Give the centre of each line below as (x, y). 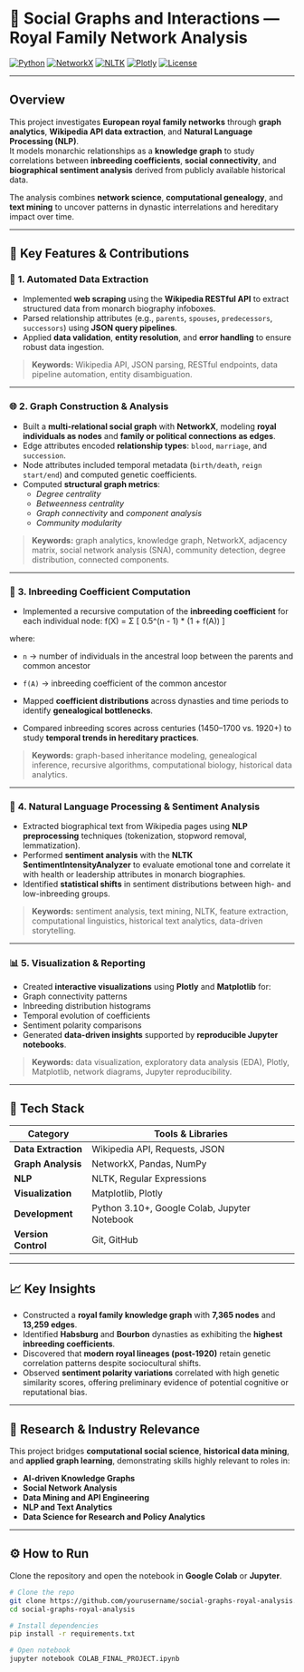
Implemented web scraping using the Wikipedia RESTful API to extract (156, 299)
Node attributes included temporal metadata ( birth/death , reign (142, 464)
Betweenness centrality (80, 504)
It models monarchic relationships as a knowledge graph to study (132, 151)
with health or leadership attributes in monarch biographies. (134, 875)
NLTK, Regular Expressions (149, 1178)
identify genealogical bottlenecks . (88, 710)
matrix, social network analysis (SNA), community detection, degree (159, 550)
